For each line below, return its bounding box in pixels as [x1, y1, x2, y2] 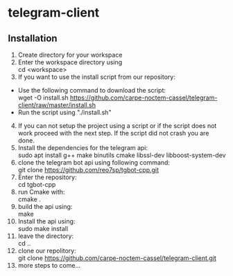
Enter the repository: [17, 173, 77, 181]
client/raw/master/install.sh [17, 101, 96, 109]
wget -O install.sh [17, 93, 69, 102]
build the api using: [17, 203, 73, 210]
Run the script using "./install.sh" [17, 109, 112, 116]
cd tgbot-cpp [17, 181, 56, 188]
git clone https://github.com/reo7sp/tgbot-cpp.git [17, 166, 159, 174]
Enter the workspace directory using [17, 58, 123, 66]
